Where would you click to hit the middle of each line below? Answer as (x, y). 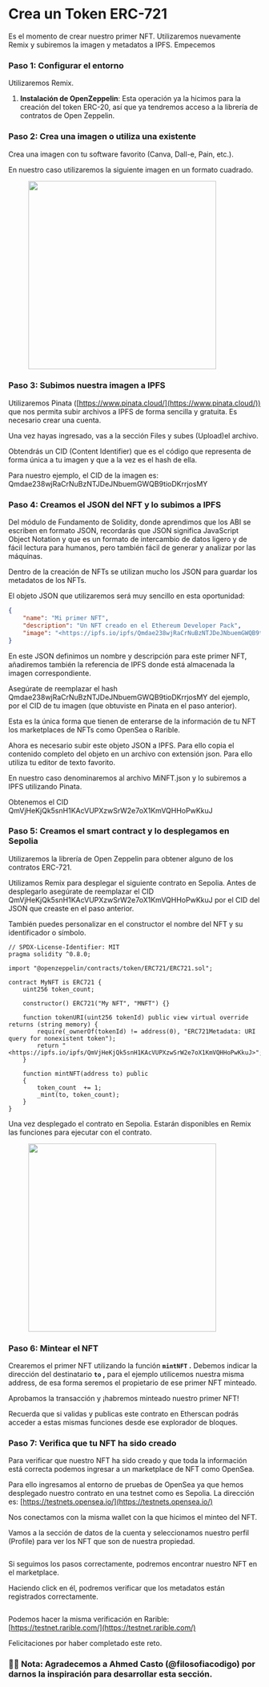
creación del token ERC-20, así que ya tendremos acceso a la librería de (139, 107)
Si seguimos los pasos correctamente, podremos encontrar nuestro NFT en (133, 1564)
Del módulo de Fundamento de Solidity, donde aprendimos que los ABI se (130, 522)
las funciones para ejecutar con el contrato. (80, 1132)
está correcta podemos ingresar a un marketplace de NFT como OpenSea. (131, 1469)
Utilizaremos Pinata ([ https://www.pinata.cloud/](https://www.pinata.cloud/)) (134, 403)
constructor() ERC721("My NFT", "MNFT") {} (96, 1003)
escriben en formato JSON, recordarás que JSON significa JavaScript (123, 531)
